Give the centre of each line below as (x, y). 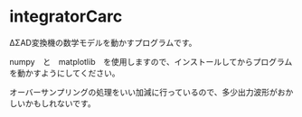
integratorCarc (66, 17)
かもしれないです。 (61, 103)
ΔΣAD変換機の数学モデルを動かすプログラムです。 (103, 42)
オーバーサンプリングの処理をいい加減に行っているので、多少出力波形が (143, 92)
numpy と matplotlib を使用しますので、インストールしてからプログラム (151, 61)
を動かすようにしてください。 (65, 73)
